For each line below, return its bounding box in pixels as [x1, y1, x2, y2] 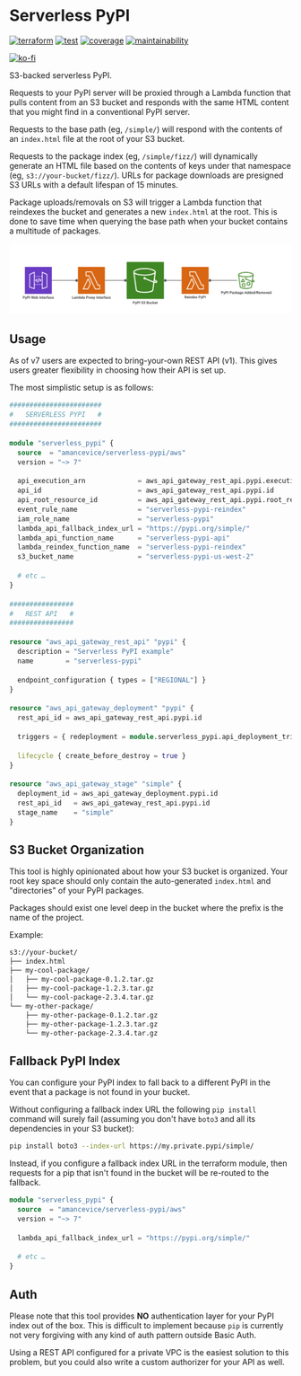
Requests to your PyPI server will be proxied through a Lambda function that [9, 87, 291, 98]
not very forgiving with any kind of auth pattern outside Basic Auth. [9, 1329, 257, 1340]
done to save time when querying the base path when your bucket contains [9, 216, 288, 226]
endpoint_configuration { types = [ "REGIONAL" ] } [17, 675, 206, 684]
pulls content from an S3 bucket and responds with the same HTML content [9, 96, 289, 108]
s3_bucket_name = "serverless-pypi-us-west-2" [17, 552, 254, 561]
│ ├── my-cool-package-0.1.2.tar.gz [9, 975, 154, 984]
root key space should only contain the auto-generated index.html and [9, 876, 271, 886]
